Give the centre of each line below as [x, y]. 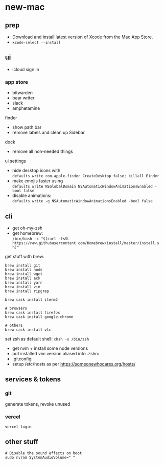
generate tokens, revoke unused [38, 404]
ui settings [15, 161]
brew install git [23, 265]
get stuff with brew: [25, 256]
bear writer [23, 98]
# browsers [16, 308]
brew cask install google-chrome [39, 317]
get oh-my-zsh [27, 228]
